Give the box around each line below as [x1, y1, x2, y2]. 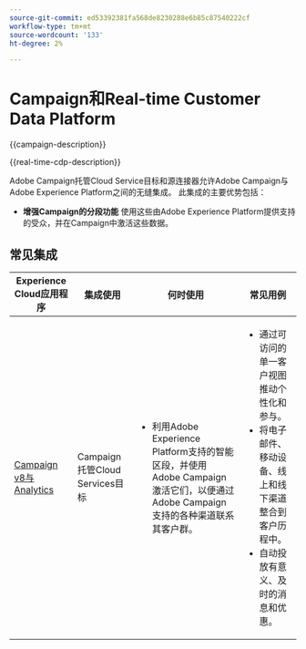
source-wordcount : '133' [9, 30, 104, 39]
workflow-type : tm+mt [9, 22, 92, 31]
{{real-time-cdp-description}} [9, 157, 121, 168]
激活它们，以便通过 [151, 484, 235, 497]
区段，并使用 [151, 459, 208, 471]
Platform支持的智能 [151, 446, 234, 458]
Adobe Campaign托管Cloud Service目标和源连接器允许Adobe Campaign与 [9, 175, 289, 187]
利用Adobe [151, 420, 199, 433]
